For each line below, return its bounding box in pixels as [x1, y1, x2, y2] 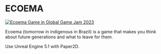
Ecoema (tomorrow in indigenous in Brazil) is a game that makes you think [5, 28, 157, 34]
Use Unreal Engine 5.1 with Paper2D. [5, 43, 80, 49]
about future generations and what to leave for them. [5, 34, 113, 40]
